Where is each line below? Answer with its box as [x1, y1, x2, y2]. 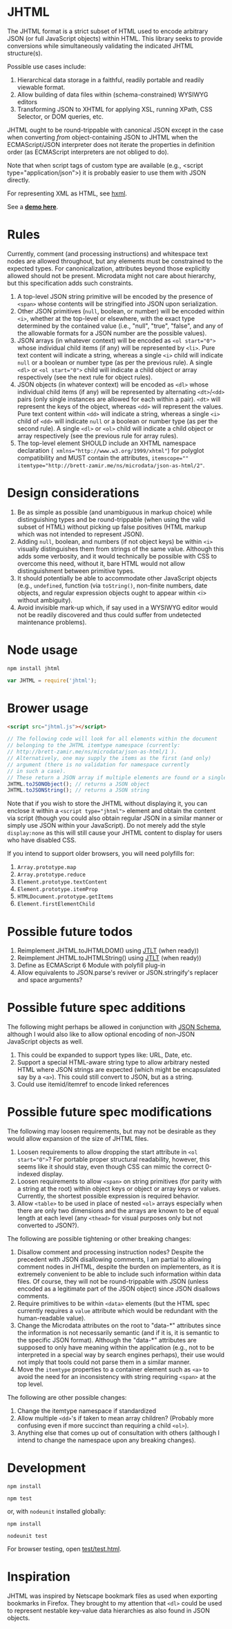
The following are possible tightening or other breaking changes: [7, 1235, 191, 1243]
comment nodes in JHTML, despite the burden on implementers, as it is [17, 1262, 221, 1271]
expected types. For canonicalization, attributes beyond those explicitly [7, 264, 211, 273]
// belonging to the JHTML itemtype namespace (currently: [7, 742, 181, 749]
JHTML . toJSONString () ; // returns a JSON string [7, 787, 150, 794]
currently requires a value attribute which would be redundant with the [17, 1307, 218, 1315]
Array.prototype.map [17, 864, 77, 871]
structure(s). [7, 49, 43, 57]
